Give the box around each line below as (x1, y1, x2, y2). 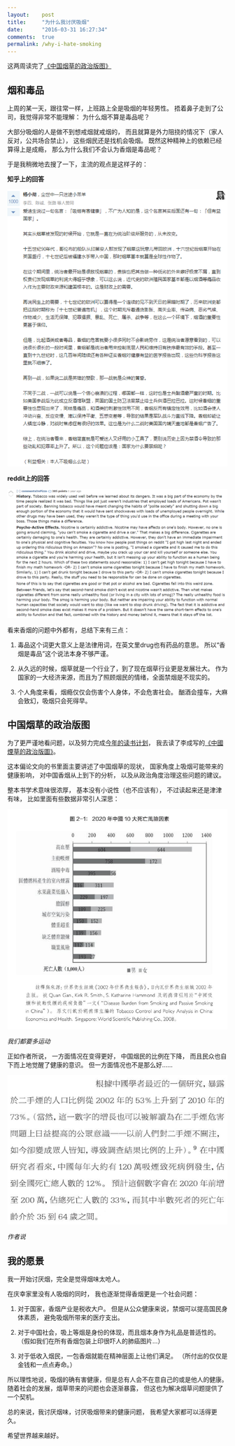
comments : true (7, 34, 55, 41)
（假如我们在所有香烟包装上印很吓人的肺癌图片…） (17, 1337, 164, 1345)
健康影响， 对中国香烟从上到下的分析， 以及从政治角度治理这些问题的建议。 (7, 771, 225, 780)
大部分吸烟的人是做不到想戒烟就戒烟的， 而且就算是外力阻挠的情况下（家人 (7, 127, 224, 136)
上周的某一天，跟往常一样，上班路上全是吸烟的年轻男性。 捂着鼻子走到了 (7, 103, 218, 112)
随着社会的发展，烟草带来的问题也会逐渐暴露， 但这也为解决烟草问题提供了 (7, 1384, 224, 1393)
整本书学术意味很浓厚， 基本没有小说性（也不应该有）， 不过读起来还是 (7, 786, 210, 794)
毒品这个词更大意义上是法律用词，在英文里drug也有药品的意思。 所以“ (17, 640, 220, 649)
